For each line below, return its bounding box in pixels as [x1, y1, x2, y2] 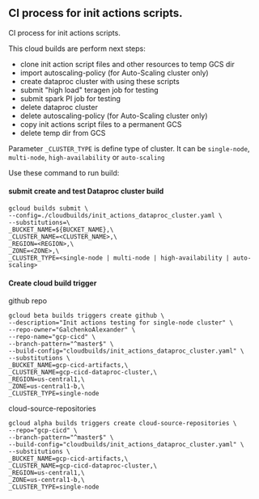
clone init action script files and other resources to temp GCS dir [19, 59, 235, 69]
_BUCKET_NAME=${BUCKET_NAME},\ [8, 226, 114, 234]
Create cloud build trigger [8, 278, 97, 288]
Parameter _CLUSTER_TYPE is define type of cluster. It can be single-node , [8, 143, 250, 153]
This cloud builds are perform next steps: [8, 44, 146, 53]
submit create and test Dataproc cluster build [8, 186, 164, 197]
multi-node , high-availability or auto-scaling [8, 152, 165, 162]
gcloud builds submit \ [8, 205, 89, 213]
